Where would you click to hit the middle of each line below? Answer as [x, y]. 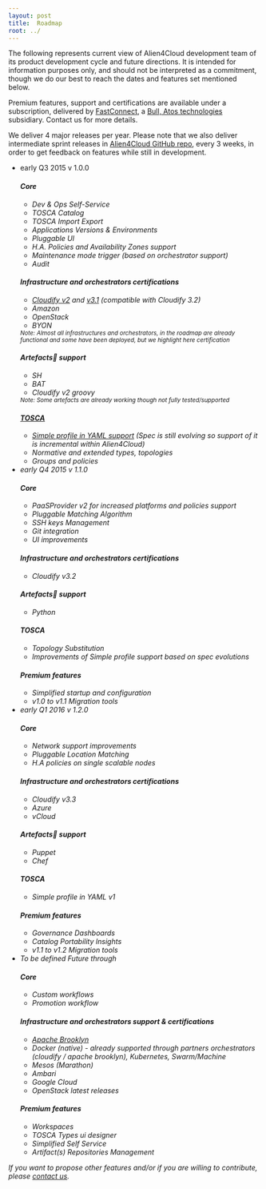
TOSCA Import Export [67, 221]
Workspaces [53, 1127]
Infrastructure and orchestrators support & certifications [117, 1022]
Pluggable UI [53, 238]
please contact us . [39, 1176]
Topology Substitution [68, 648]
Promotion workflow [65, 1003]
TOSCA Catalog [58, 212]
